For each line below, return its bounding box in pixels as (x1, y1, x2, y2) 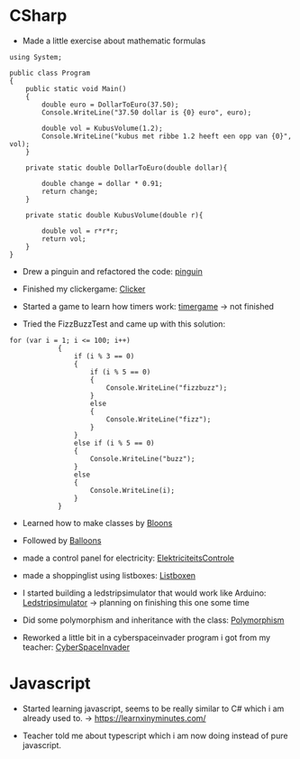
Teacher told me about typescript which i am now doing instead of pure (22, 730, 288, 741)
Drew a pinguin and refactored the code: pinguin (22, 265, 203, 276)
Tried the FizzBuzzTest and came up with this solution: (22, 318, 226, 329)
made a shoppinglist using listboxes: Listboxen (22, 569, 196, 580)
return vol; (41, 234, 87, 244)
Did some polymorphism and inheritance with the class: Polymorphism (22, 615, 285, 625)
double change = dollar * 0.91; (41, 179, 164, 188)
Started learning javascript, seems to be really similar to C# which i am (22, 703, 285, 714)
